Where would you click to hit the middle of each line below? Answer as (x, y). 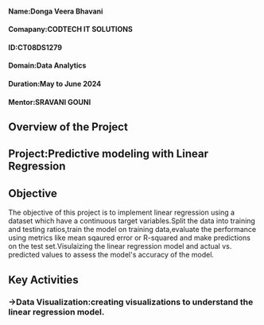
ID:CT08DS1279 (35, 47)
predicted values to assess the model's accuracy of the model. (111, 255)
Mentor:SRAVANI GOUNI (50, 102)
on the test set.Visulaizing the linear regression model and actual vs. (120, 246)
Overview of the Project (68, 127)
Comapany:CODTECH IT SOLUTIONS (70, 29)
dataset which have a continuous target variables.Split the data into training (132, 221)
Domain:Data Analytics (47, 66)
